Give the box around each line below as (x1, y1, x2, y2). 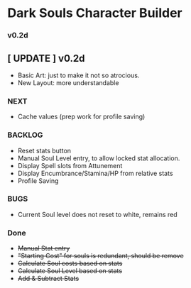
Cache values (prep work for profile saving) (17, 112, 146, 121)
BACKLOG (7, 130, 43, 140)
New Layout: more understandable (17, 78, 119, 87)
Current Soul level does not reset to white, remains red (17, 210, 178, 218)
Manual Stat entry (17, 244, 70, 253)
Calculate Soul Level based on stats (17, 267, 123, 275)
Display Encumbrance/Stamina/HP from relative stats (17, 169, 173, 177)
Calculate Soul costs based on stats (17, 259, 123, 267)
